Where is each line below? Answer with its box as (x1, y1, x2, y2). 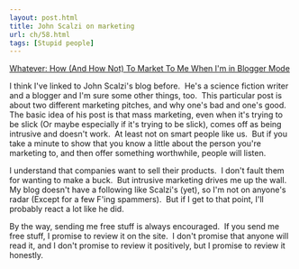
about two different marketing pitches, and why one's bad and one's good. (9, 100, 286, 111)
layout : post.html (9, 13, 78, 23)
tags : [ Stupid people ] (9, 38, 95, 48)
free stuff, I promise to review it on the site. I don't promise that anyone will (9, 231, 289, 242)
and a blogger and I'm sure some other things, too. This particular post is (9, 90, 282, 101)
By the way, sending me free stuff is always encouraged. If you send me (9, 221, 280, 232)
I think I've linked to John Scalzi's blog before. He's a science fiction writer (9, 80, 289, 91)
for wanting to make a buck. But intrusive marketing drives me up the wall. (9, 175, 287, 186)
